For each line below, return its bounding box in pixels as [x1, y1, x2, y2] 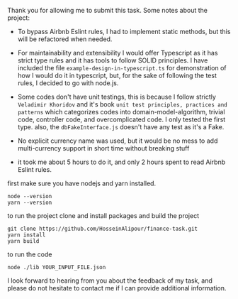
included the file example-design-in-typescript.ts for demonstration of [17, 64, 227, 72]
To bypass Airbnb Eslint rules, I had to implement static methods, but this [17, 28, 231, 36]
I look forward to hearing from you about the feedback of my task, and [7, 276, 212, 285]
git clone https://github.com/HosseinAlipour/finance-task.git [7, 225, 198, 232]
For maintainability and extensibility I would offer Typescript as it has [17, 49, 218, 57]
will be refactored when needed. [17, 35, 113, 43]
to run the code [7, 250, 52, 259]
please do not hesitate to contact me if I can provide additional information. [7, 284, 227, 292]
